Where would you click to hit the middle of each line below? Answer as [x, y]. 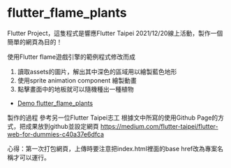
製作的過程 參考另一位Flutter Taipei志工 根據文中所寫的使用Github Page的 [113, 118]
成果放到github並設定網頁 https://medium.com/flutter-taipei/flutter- [122, 126]
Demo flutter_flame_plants [55, 103]
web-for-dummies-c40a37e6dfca [56, 134]
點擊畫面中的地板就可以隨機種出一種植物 [75, 89]
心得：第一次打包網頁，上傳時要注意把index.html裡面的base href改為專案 [112, 148]
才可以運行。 [31, 157]
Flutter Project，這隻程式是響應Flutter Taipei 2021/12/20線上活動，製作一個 [115, 33]
